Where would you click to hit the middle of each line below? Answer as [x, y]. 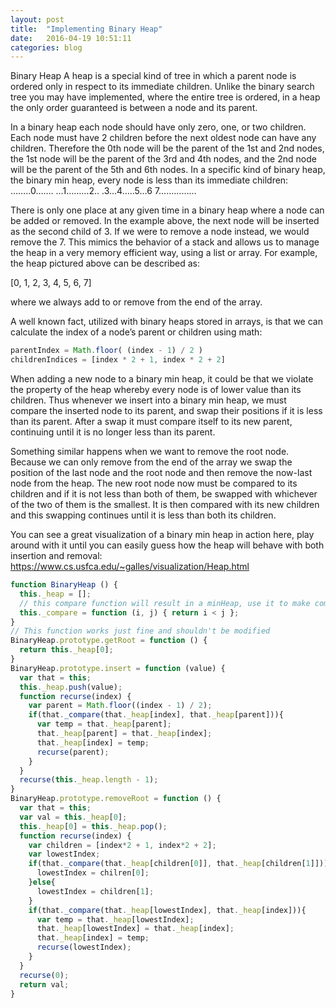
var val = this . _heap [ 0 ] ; [73, 817]
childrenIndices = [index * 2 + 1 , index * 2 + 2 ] [118, 360]
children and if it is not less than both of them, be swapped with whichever [164, 494]
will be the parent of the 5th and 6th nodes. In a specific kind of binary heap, [168, 170]
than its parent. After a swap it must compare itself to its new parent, [151, 421]
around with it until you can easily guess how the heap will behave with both [167, 545]
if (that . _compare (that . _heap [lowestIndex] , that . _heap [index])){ [167, 910]
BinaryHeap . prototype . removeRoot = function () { [116, 799]
